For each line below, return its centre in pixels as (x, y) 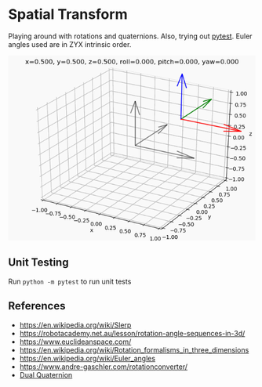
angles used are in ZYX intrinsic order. (70, 44)
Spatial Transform (68, 14)
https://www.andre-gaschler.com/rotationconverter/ (104, 367)
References (37, 306)
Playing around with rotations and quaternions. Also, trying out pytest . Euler (130, 36)
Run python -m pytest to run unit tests (70, 281)
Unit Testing (38, 263)
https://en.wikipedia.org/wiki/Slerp (75, 325)
